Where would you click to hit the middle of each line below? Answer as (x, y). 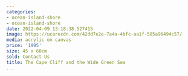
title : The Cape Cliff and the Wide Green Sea (66, 62)
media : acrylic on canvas (39, 40)
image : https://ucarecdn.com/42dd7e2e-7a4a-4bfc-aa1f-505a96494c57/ (94, 34)
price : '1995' (24, 46)
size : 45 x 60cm (27, 51)
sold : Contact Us (28, 57)
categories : (21, 12)
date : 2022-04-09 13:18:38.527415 (50, 29)
